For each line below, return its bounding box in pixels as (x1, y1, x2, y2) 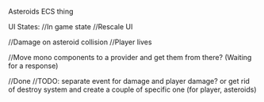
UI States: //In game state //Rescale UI (8, 22, 133, 31)
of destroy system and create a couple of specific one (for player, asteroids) (8, 85, 257, 94)
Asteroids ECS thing (8, 7, 74, 16)
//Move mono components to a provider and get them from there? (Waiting (8, 53, 252, 62)
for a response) (8, 61, 59, 70)
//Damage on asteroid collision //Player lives (8, 37, 152, 47)
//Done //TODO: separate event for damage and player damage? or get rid (8, 77, 250, 85)
